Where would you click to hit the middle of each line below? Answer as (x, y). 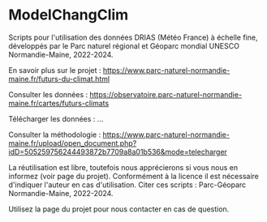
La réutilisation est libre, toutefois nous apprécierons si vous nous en (123, 167)
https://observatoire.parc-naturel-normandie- (165, 94)
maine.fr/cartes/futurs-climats (59, 103)
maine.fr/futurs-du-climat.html (59, 79)
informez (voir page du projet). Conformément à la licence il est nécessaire (134, 176)
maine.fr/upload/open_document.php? (73, 143)
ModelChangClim (69, 15)
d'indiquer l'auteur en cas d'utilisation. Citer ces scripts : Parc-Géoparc (127, 185)
